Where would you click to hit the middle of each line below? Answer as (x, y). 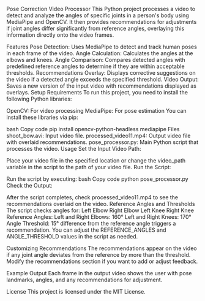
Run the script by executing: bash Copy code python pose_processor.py (97, 179)
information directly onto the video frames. (60, 35)
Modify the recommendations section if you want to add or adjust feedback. (102, 261)
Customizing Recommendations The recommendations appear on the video (102, 248)
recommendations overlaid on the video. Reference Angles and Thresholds (101, 204)
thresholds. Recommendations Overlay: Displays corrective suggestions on (101, 73)
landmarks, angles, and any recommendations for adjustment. (84, 280)
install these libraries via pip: (42, 117)
